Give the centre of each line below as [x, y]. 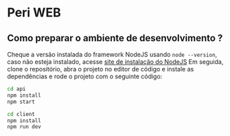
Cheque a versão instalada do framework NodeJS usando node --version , [112, 54]
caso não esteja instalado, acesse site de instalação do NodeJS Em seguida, [115, 62]
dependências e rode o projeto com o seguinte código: [85, 76]
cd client [21, 114]
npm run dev [24, 127]
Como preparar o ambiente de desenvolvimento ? [115, 38]
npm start [21, 102]
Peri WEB [34, 13]
